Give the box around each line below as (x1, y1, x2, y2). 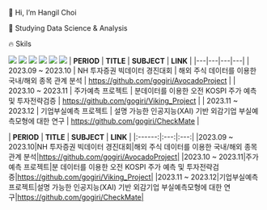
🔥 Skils (8, 39, 32, 48)
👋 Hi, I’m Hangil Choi (8, 8, 77, 17)
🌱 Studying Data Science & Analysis (8, 23, 128, 32)
